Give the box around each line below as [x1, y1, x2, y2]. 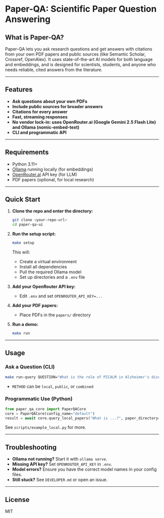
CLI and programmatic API [12, 129, 67, 135]
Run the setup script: [12, 231, 56, 237]
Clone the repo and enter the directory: [12, 208, 93, 214]
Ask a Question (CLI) [5, 364, 55, 370]
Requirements [5, 148, 49, 156]
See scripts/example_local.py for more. [5, 424, 86, 430]
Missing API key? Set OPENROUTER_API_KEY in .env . [12, 461, 112, 467]
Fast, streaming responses [12, 114, 68, 120]
